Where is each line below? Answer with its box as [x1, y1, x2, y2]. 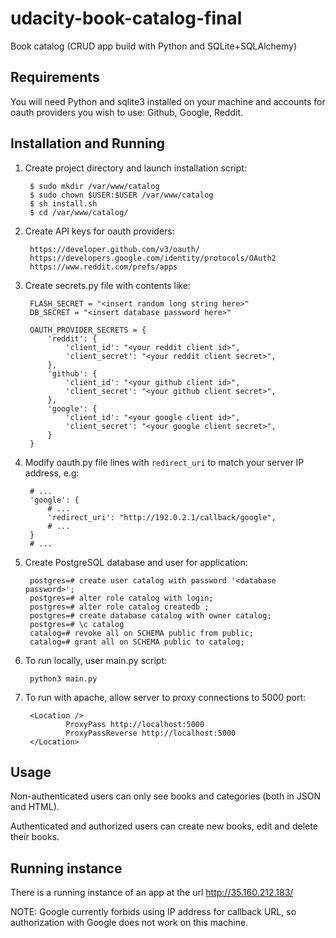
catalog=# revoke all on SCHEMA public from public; [29, 628, 254, 638]
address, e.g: [24, 467, 80, 479]
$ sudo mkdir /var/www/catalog [29, 181, 160, 191]
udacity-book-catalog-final [10, 7, 243, 30]
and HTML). [10, 801, 60, 813]
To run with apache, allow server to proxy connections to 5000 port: [24, 691, 307, 703]
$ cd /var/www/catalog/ [29, 207, 129, 217]
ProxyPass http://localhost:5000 [65, 719, 205, 729]
